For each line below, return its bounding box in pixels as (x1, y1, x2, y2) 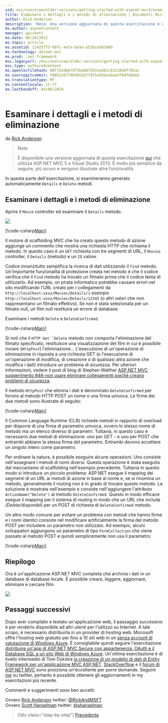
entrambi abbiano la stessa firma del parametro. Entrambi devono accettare (5, 439, 161, 445)
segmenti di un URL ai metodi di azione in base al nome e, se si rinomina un (5, 475, 161, 481)
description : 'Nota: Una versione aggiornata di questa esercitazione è (5, 21, 160, 27)
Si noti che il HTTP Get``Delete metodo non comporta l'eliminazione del (5, 335, 151, 341)
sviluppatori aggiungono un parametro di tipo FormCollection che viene (5, 528, 152, 534)
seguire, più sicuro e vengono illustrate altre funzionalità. (17, 166, 135, 172)
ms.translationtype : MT (5, 77, 55, 82)
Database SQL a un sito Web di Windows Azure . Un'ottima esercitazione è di (5, 651, 163, 657)
